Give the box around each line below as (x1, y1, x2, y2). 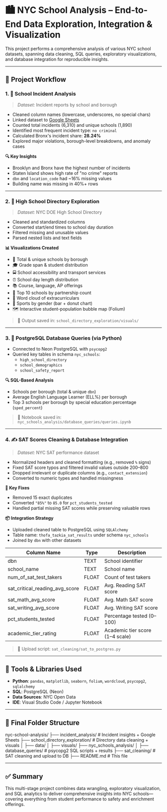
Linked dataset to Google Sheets (12, 116, 80, 123)
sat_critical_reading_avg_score (7, 585, 80, 592)
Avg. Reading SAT (104, 582, 146, 589)
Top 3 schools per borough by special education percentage (12, 400, 137, 406)
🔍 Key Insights (5, 153, 37, 159)
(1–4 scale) (104, 633, 131, 640)
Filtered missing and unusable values (12, 229, 88, 235)
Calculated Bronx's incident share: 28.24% (12, 132, 101, 138)
